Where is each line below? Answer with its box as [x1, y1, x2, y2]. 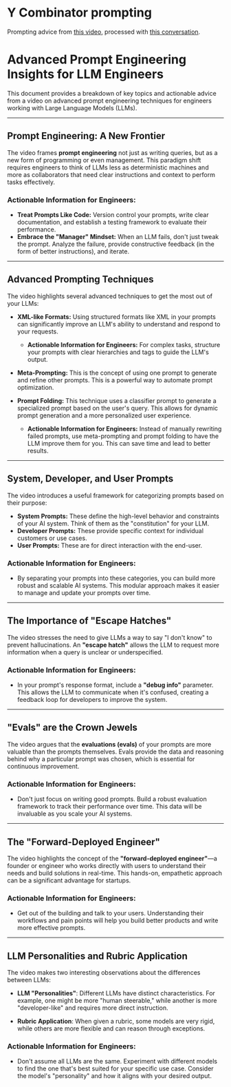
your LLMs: [7, 299, 39, 307]
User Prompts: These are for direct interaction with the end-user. [16, 541, 203, 549]
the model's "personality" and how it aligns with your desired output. [16, 1072, 212, 1080]
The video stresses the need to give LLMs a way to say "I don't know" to [7, 633, 212, 641]
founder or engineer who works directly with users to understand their [7, 861, 206, 869]
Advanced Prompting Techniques [7, 273, 154, 285]
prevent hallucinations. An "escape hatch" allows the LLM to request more [7, 641, 220, 649]
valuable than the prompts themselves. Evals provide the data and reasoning [7, 747, 224, 756]
